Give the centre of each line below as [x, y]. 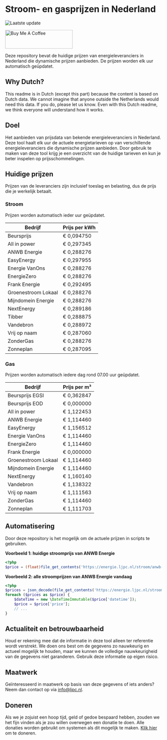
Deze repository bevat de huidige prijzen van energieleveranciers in [75, 55]
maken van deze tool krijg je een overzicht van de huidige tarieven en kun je [83, 153]
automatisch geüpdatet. [29, 66]
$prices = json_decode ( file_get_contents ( [50, 590]
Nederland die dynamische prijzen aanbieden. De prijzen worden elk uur [79, 61]
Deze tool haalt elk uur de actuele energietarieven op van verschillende [78, 142]
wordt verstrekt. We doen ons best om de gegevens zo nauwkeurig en [77, 646]
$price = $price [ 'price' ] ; [42, 604]
